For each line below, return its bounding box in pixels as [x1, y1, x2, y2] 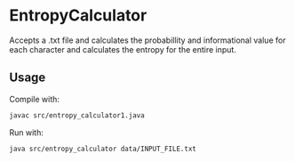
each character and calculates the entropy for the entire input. [9, 44, 237, 54]
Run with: [9, 126, 44, 138]
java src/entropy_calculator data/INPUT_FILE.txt [9, 144, 197, 153]
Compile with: [9, 93, 60, 104]
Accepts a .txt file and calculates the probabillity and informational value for [9, 35, 286, 45]
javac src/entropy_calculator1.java [9, 110, 145, 120]
